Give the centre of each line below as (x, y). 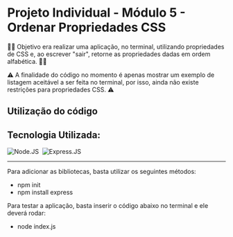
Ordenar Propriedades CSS (87, 27)
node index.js (36, 227)
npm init (29, 185)
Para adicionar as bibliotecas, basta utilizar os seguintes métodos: (102, 172)
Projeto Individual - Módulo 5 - (96, 13)
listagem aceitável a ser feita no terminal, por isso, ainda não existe (103, 82)
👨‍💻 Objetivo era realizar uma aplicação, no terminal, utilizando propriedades (116, 46)
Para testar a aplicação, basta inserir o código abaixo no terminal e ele (108, 206)
